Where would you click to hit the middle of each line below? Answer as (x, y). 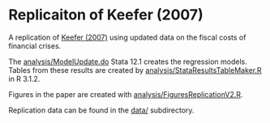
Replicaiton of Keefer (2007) (106, 15)
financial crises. (35, 45)
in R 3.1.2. (24, 78)
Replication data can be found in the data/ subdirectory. (101, 110)
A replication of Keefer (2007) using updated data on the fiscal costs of (127, 37)
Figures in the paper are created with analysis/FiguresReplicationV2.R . (126, 94)
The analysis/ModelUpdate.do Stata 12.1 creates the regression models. (128, 61)
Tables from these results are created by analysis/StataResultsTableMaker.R (135, 70)
